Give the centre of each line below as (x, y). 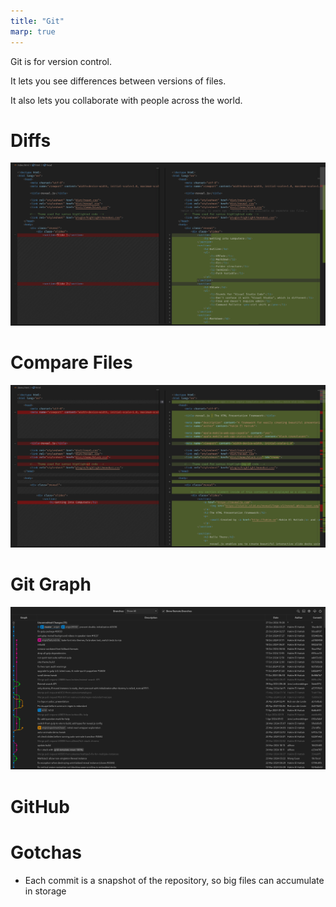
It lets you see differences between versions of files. (118, 81)
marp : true (33, 31)
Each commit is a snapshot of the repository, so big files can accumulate (174, 880)
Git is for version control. (61, 61)
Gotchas (46, 852)
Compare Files (71, 362)
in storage (45, 891)
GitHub (40, 806)
